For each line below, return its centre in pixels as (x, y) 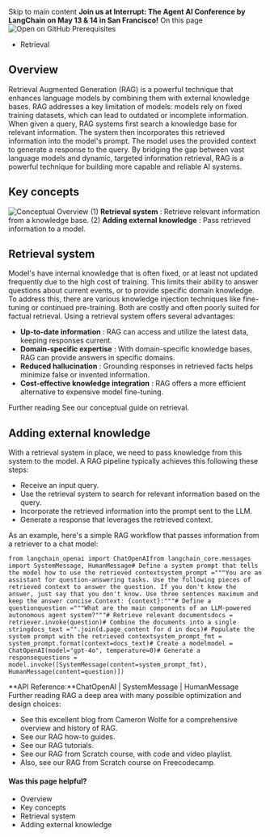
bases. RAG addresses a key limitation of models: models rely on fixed (125, 106)
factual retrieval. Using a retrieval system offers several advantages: (122, 316)
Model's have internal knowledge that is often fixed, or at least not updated (133, 273)
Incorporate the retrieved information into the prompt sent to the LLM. (136, 511)
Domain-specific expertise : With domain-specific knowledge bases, (136, 349)
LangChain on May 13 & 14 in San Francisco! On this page (106, 20)
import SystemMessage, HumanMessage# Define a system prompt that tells (133, 566)
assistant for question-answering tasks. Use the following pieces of (130, 580)
